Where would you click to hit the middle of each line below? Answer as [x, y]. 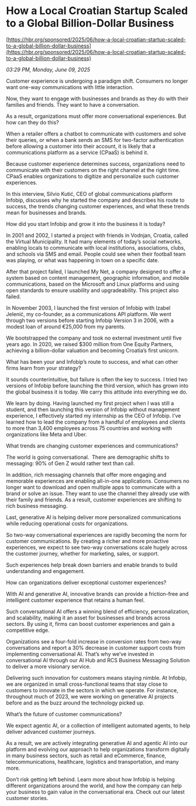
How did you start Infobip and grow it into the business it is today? [86, 223]
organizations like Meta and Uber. [47, 434]
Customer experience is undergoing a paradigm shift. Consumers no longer [97, 81]
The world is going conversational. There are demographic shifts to [88, 457]
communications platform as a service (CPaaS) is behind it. [78, 152]
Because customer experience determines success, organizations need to [96, 164]
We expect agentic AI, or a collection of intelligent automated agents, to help [98, 725]
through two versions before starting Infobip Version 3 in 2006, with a [90, 320]
